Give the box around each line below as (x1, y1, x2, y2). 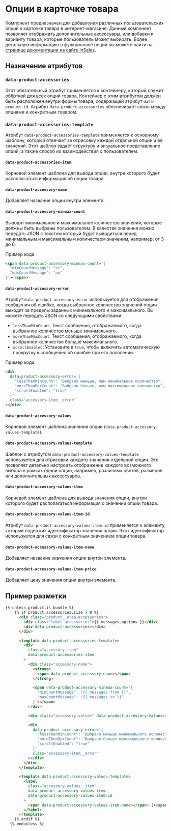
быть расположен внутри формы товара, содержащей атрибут (5, 98, 142, 104)
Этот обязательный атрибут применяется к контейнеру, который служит (5, 87, 164, 93)
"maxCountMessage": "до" (10, 270, 63, 275)
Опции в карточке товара (5, 3, 119, 15)
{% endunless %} (10, 821, 44, 827)
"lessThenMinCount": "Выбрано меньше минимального (37, 732, 147, 737)
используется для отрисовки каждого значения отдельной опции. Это (5, 456, 159, 463)
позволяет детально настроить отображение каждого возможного (5, 462, 152, 468)
